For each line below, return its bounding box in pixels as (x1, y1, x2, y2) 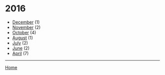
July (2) (12, 40, 28, 46)
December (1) (12, 19, 40, 25)
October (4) (12, 29, 36, 35)
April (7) (12, 50, 29, 56)
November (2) (12, 24, 41, 30)
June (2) (12, 45, 30, 51)
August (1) (12, 35, 33, 41)
